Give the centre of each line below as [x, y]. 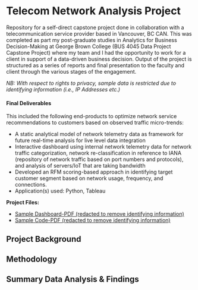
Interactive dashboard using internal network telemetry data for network [103, 147]
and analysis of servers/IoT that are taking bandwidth [80, 166]
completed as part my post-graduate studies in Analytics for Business [92, 40]
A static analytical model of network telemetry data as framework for [99, 134]
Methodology [32, 259]
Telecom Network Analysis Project [94, 11]
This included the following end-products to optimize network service [92, 116]
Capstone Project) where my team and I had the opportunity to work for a [96, 52]
